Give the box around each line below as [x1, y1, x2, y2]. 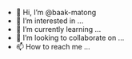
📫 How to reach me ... [15, 42, 90, 51]
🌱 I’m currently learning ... [15, 25, 102, 33]
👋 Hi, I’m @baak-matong [15, 8, 97, 17]
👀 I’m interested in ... [15, 16, 84, 26]
